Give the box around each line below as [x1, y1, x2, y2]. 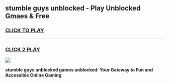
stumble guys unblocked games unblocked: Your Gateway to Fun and [5, 66, 153, 72]
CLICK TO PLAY [5, 27, 44, 34]
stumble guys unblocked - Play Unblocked [5, 4, 141, 13]
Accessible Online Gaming [5, 72, 62, 78]
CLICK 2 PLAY [5, 46, 40, 53]
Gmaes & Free [5, 12, 50, 21]
